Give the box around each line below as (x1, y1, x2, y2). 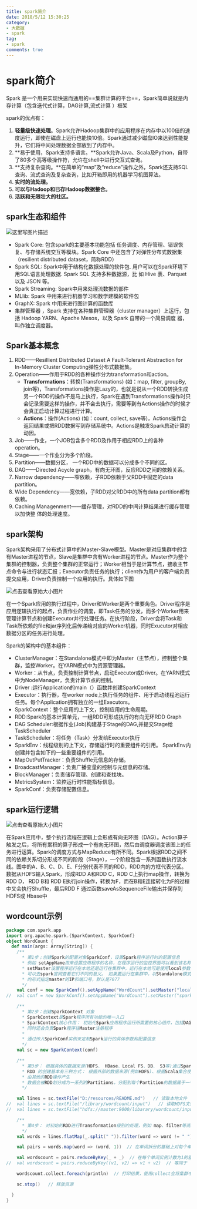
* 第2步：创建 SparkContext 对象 (21, 1009, 95, 1015)
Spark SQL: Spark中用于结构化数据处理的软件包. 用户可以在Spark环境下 (14, 263, 188, 270)
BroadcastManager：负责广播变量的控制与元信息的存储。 (14, 764, 154, 771)
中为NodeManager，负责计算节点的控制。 (14, 677, 117, 684)
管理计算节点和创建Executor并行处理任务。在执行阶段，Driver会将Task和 (6, 615, 182, 622)
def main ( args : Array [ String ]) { (11, 943, 93, 949)
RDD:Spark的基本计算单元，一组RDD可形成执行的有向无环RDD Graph (14, 713, 182, 720)
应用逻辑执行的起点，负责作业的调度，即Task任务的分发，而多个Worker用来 (6, 607, 189, 614)
